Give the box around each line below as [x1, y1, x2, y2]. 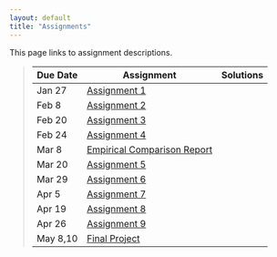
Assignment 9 [86, 217, 147, 230]
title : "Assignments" [9, 22, 92, 31]
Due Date [36, 68, 78, 81]
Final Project [86, 231, 140, 244]
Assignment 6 [86, 172, 147, 185]
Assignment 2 [86, 98, 147, 111]
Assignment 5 [86, 158, 147, 170]
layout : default [9, 13, 71, 23]
